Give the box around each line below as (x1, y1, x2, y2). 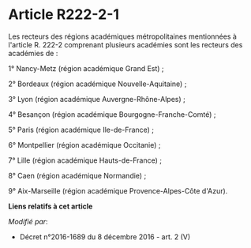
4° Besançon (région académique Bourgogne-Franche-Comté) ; (8, 109, 216, 119)
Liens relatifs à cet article (8, 201, 93, 211)
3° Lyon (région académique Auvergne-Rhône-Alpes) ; (8, 94, 185, 103)
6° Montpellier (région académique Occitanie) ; (8, 140, 161, 149)
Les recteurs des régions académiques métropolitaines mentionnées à (8, 32, 237, 41)
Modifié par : (8, 216, 49, 226)
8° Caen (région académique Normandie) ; (8, 171, 147, 180)
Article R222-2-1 (8, 6, 120, 24)
